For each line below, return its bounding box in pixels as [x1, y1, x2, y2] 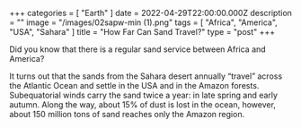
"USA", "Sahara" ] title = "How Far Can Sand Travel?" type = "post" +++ [9, 27, 276, 37]
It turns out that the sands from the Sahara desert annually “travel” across [9, 71, 283, 81]
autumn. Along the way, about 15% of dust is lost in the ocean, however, [9, 99, 277, 110]
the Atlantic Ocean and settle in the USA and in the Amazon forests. [9, 81, 260, 90]
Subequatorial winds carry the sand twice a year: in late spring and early [9, 90, 279, 100]
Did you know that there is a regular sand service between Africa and [9, 44, 267, 55]
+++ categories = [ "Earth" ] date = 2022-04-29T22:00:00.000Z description [9, 8, 292, 18]
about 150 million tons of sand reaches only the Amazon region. [9, 109, 245, 119]
